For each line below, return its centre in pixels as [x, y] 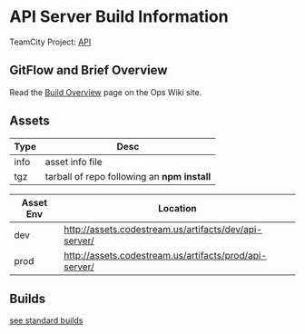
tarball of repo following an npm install [128, 176]
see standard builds [46, 320]
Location [177, 208]
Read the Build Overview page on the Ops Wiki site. [106, 92]
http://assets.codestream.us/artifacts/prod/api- [165, 255]
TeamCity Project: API [50, 42]
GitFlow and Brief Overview [89, 70]
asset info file [74, 162]
